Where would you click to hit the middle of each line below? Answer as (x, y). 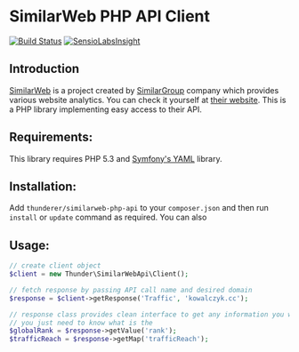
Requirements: (51, 137)
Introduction (44, 69)
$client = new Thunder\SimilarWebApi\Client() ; (99, 274)
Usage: (30, 245)
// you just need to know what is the (81, 323)
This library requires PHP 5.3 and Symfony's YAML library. (116, 158)
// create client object (55, 266)
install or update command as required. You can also (108, 217)
